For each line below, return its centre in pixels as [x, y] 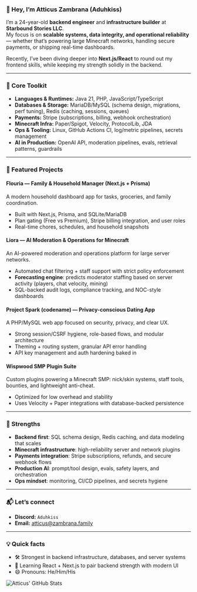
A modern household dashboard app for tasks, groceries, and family [89, 196]
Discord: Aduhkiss [36, 517]
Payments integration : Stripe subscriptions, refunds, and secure [93, 455]
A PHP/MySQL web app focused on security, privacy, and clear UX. [88, 323]
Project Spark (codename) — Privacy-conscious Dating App [81, 309]
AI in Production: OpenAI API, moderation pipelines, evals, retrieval [96, 142]
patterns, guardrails [38, 148]
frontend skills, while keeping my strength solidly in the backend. [84, 65]
